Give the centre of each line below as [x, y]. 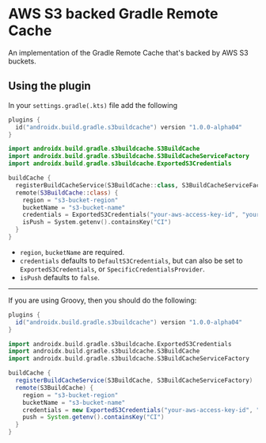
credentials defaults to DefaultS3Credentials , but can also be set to [131, 260]
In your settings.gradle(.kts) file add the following [93, 105]
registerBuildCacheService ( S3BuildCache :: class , [97, 185]
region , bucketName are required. [72, 252]
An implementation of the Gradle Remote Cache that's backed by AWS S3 [128, 52]
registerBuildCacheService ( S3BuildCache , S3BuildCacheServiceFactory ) [134, 380]
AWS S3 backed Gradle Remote [113, 14]
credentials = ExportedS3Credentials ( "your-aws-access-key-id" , [131, 215]
